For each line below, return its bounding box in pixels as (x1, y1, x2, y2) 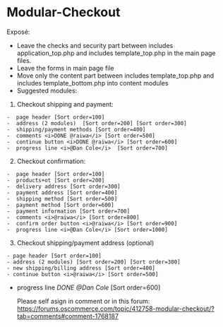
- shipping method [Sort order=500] (6, 195, 118, 202)
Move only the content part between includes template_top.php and (16, 71, 215, 80)
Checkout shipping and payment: (16, 100, 114, 108)
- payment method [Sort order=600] (6, 201, 114, 208)
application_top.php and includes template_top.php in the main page (16, 49, 216, 57)
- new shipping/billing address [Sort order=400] (6, 264, 156, 272)
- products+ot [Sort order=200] (6, 177, 105, 184)
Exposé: (6, 28, 30, 36)
